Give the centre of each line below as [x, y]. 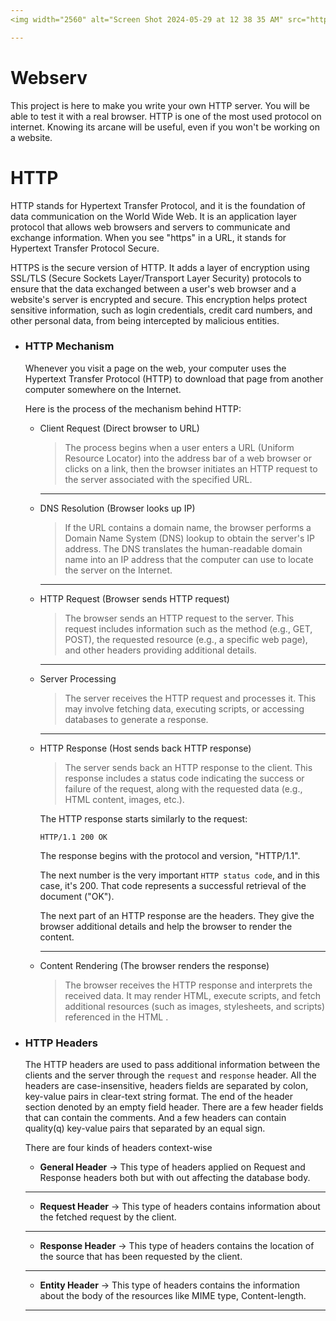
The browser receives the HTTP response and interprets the [188, 985]
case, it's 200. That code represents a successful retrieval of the [173, 885]
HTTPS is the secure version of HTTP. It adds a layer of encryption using [160, 267]
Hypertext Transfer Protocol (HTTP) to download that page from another [174, 378]
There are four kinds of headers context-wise [118, 1148]
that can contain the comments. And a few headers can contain [155, 1118]
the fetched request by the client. [108, 1217]
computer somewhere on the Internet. [103, 389]
